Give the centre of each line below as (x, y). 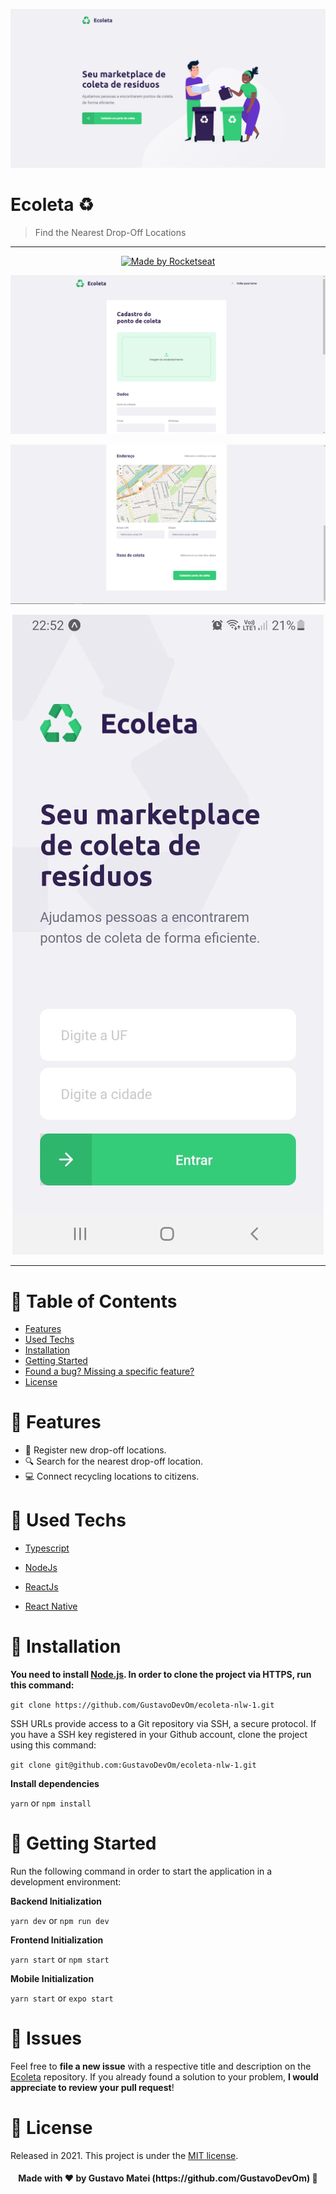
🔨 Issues (46, 2038)
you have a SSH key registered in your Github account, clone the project (159, 1735)
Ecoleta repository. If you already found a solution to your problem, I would (164, 2076)
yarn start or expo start (62, 1998)
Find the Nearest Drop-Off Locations (110, 232)
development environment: (66, 1882)
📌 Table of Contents (94, 1301)
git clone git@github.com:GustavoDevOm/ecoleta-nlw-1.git (133, 1765)
